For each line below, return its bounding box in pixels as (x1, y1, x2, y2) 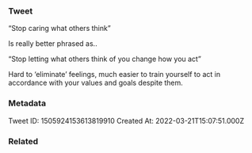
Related (8, 136, 39, 147)
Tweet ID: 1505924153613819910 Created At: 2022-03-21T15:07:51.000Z (8, 116, 244, 125)
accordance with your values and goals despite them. (8, 78, 184, 88)
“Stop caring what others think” (8, 24, 111, 33)
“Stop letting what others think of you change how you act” (8, 54, 202, 64)
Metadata (8, 98, 46, 109)
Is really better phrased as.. (8, 39, 97, 48)
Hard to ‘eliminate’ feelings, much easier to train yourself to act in (8, 70, 220, 79)
